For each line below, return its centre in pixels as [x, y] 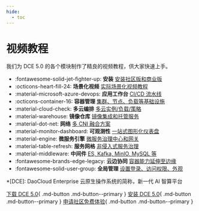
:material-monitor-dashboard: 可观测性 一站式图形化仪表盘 [87, 132]
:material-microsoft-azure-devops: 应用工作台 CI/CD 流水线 [88, 94]
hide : [13, 12]
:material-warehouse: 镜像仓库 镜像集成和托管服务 [77, 117]
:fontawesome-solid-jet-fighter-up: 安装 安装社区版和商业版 [88, 79]
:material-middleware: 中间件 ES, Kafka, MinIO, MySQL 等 [86, 154]
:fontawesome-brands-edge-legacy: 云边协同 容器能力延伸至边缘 [96, 161]
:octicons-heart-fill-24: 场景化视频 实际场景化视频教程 [81, 87]
